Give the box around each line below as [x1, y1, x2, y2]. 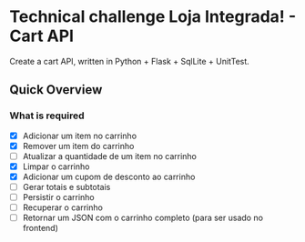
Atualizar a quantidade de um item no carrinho [22, 150, 198, 161]
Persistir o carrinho [22, 192, 95, 202]
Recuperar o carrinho [22, 202, 103, 213]
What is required [9, 109, 85, 122]
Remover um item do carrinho [22, 140, 135, 151]
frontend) [22, 223, 59, 234]
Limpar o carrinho [22, 161, 90, 172]
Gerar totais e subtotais [22, 181, 111, 192]
